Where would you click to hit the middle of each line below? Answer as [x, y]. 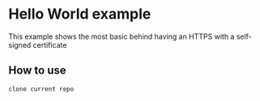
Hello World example [80, 14]
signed [20, 44]
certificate [50, 44]
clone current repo [41, 89]
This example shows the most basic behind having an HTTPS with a [121, 36]
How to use [37, 71]
